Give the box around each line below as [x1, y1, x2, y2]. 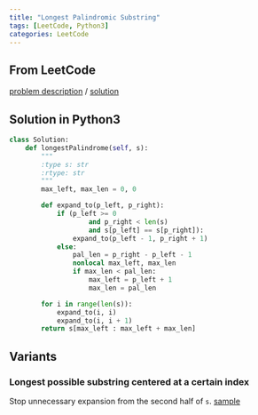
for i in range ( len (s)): [41, 299, 133, 308]
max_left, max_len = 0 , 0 [41, 185, 137, 194]
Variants [9, 348, 58, 364]
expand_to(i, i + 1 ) [56, 316, 133, 325]
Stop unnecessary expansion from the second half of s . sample [9, 395, 241, 406]
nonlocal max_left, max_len [72, 259, 176, 267]
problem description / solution [9, 86, 120, 97]
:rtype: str [41, 168, 86, 178]
